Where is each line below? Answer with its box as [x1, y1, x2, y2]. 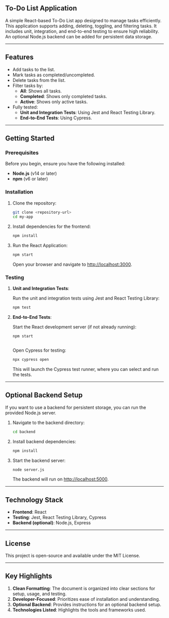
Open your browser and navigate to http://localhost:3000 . [12, 261, 132, 267]
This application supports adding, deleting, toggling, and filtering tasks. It [5, 23, 157, 29]
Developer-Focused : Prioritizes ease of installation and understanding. [12, 596, 160, 602]
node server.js [12, 467, 45, 472]
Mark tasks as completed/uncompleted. [12, 72, 96, 78]
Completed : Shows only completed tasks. [20, 93, 107, 99]
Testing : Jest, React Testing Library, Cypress [12, 514, 107, 520]
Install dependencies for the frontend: [12, 223, 91, 229]
